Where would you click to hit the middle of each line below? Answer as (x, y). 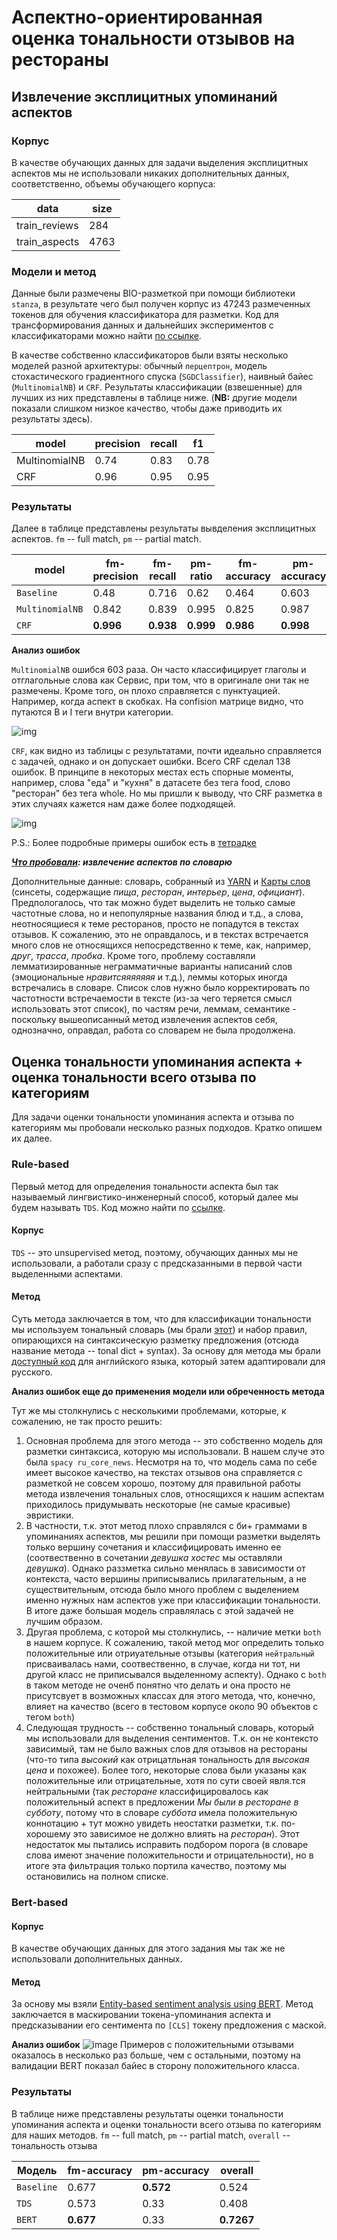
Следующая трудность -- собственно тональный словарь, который (170, 1727)
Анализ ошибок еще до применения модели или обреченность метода (168, 1391)
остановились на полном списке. (97, 1876)
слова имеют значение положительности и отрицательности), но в (169, 1855)
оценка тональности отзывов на (153, 38)
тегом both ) (50, 1717)
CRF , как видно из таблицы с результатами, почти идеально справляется (167, 751)
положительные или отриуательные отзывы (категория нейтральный (170, 1653)
